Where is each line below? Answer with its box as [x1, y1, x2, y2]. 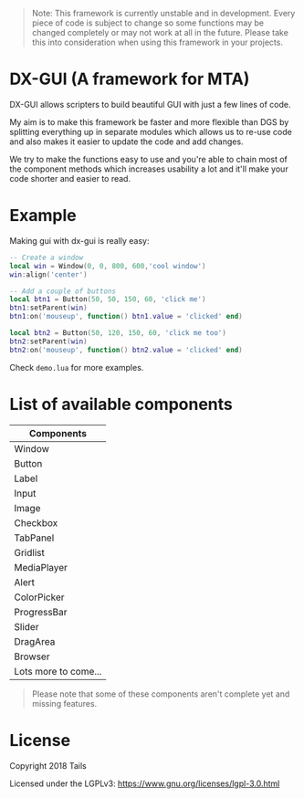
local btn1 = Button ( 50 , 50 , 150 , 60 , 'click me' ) [9, 295, 206, 304]
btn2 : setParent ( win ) [9, 337, 89, 346]
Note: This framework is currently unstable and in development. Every [31, 8, 296, 18]
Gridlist [14, 546, 46, 559]
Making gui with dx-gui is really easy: [9, 235, 150, 246]
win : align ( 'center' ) [9, 269, 89, 279]
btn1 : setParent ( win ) [9, 303, 89, 313]
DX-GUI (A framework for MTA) [9, 68, 250, 89]
